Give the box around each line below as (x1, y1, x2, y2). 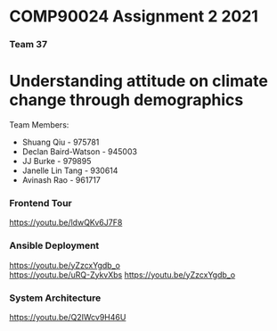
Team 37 (9, 38, 47, 51)
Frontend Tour (9, 196, 73, 209)
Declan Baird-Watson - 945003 (21, 146, 138, 157)
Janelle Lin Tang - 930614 (21, 165, 118, 176)
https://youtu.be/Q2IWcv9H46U (9, 311, 126, 322)
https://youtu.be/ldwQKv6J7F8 (9, 217, 123, 228)
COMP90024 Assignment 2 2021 (9, 6, 258, 27)
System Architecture (9, 292, 102, 304)
